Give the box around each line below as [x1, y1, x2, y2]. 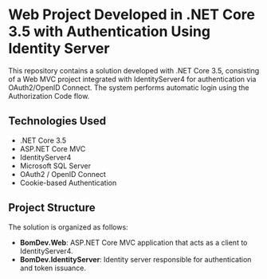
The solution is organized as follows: [8, 222, 129, 232]
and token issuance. [19, 263, 86, 273]
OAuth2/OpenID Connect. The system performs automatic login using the [8, 82, 249, 92]
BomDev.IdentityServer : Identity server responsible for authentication [19, 254, 252, 264]
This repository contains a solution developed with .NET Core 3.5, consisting [8, 65, 260, 75]
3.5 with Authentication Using [8, 22, 211, 41]
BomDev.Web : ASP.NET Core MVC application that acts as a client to [19, 238, 248, 247]
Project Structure [8, 201, 96, 214]
